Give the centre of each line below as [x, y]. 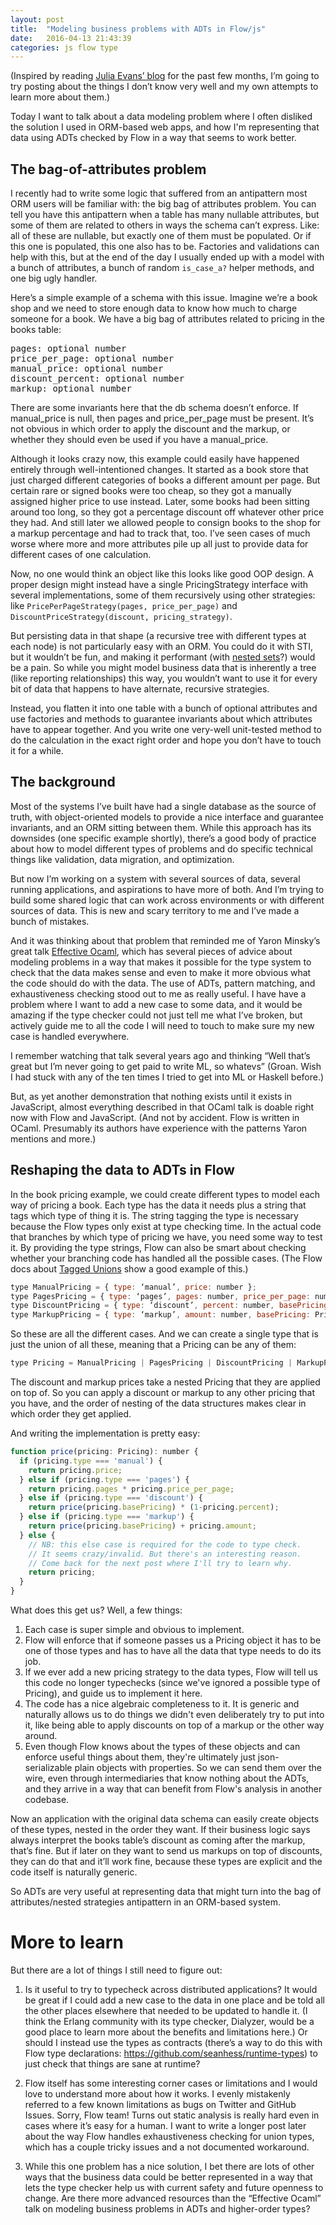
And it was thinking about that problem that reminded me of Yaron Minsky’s [165, 940]
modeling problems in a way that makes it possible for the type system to [161, 962]
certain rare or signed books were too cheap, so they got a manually [151, 491]
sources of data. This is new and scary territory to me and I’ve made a [155, 910]
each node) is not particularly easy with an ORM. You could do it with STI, [162, 647]
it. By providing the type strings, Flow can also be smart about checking [158, 1247]
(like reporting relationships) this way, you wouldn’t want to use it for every [164, 678]
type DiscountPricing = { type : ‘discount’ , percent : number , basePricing [169, 1306]
